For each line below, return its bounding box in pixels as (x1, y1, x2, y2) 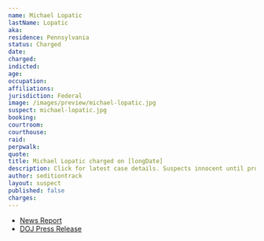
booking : (8, 114, 37, 122)
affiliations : (8, 84, 55, 93)
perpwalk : (8, 143, 41, 151)
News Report (19, 215, 63, 225)
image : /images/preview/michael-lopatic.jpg (8, 99, 156, 107)
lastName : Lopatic (8, 19, 68, 27)
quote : (8, 150, 30, 158)
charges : (8, 194, 37, 202)
